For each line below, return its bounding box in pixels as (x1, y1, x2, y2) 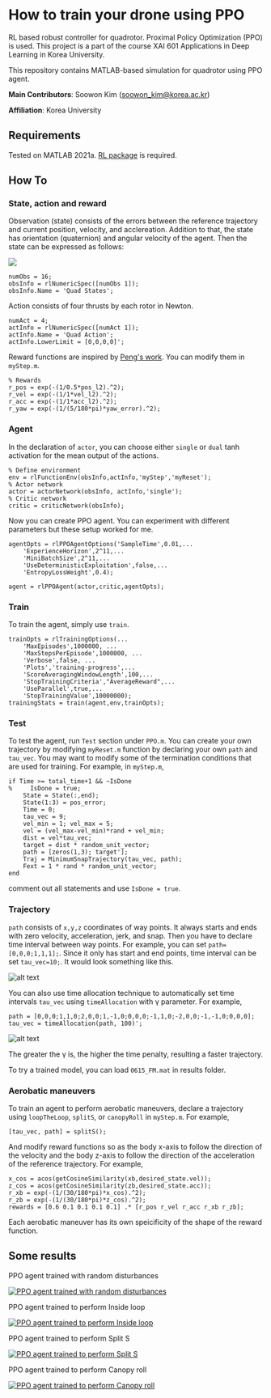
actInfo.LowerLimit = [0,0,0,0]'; (8, 338, 125, 346)
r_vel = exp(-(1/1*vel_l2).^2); (8, 391, 117, 399)
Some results (8, 1249, 77, 1263)
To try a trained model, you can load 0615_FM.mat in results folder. (8, 1065, 227, 1074)
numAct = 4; (8, 317, 49, 325)
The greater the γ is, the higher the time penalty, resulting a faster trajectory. (8, 1049, 264, 1059)
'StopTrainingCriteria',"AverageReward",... (23, 678, 176, 686)
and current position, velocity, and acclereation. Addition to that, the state (8, 225, 253, 235)
